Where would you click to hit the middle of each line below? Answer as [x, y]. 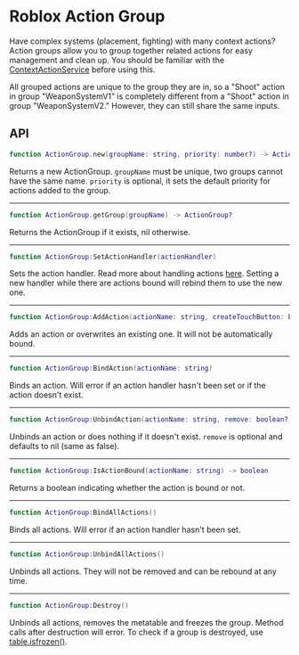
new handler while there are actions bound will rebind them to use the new [146, 283]
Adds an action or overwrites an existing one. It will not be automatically [141, 334]
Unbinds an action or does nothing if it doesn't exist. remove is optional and [146, 437]
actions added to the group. [60, 190]
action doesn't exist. [46, 395]
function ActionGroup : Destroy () [69, 605]
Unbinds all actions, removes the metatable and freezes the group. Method [146, 622]
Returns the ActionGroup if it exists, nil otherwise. [100, 232]
